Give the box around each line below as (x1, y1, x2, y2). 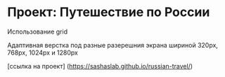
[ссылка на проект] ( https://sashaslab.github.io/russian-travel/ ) (7, 62, 193, 70)
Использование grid (7, 27, 68, 36)
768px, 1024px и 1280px (7, 48, 79, 57)
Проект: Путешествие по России (7, 4, 210, 20)
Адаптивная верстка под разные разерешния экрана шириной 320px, (7, 41, 218, 49)
